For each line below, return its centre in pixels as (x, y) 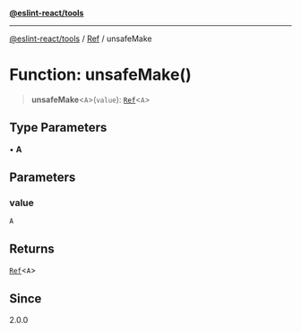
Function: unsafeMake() (101, 75)
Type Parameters (58, 128)
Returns (32, 248)
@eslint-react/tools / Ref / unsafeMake (81, 38)
